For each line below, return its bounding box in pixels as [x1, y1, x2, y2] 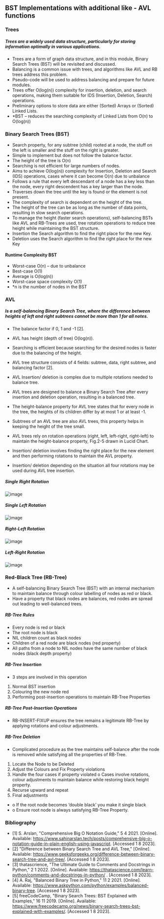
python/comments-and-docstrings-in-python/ [12, 872, 105, 878]
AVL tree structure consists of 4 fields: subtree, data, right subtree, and [12, 359, 156, 365]
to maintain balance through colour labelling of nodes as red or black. [12, 590, 153, 596]
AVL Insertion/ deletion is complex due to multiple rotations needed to [12, 374, 153, 380]
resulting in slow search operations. [12, 209, 85, 215]
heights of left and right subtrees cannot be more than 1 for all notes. [5, 313, 148, 319]
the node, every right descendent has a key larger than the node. [12, 183, 143, 189]
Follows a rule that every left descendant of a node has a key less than [12, 178, 155, 184]
